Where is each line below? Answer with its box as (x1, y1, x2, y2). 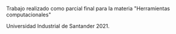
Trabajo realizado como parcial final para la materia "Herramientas (6, 5, 171, 12)
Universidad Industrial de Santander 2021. (6, 23, 110, 29)
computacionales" (6, 11, 51, 18)
